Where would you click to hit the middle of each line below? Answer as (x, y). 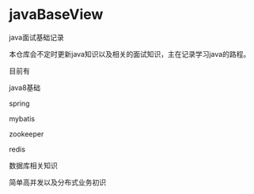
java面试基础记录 (36, 37)
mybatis (22, 118)
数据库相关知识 (33, 165)
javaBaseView (56, 15)
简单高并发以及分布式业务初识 (57, 182)
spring (19, 103)
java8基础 (25, 88)
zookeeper (27, 134)
